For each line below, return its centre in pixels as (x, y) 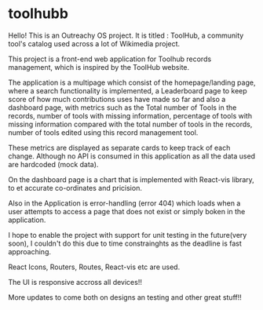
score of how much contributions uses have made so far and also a (117, 99)
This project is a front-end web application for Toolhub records (110, 59)
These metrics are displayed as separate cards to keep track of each (119, 148)
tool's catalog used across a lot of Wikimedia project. (94, 43)
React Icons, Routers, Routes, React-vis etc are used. (94, 267)
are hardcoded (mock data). (53, 164)
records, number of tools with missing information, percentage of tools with (130, 115)
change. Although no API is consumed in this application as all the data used (132, 156)
